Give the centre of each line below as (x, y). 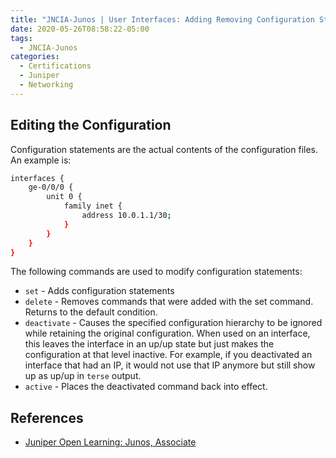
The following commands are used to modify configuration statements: (156, 272)
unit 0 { (64, 197)
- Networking (46, 85)
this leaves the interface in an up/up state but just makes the (149, 344)
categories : (35, 57)
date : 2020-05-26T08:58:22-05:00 (80, 29)
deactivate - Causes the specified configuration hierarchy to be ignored (173, 323)
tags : (21, 38)
